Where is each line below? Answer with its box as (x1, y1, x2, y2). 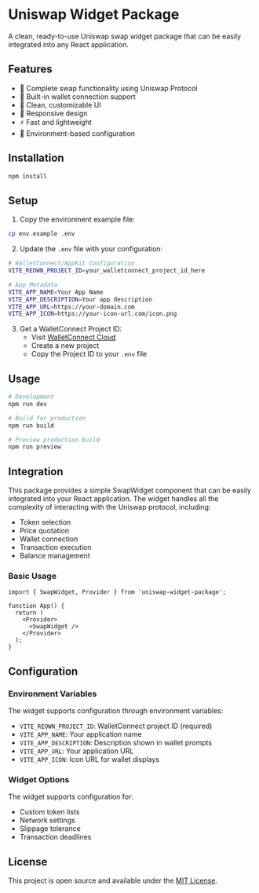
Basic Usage (8, 571, 57, 582)
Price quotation (19, 526, 70, 536)
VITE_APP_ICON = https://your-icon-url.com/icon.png (8, 310, 177, 318)
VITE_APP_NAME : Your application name (19, 730, 143, 739)
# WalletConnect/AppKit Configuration (8, 259, 135, 268)
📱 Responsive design (19, 108, 88, 118)
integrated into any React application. (8, 39, 129, 49)
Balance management (19, 551, 90, 561)
